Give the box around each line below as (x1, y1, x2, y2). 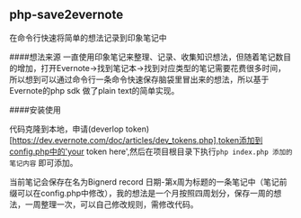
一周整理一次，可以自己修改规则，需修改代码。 (24, 198, 199, 210)
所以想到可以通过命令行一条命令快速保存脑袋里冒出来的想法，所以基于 (9, 74, 270, 85)
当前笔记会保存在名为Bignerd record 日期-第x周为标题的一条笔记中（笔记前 (9, 176, 288, 187)
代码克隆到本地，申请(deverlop (9, 123, 124, 134)
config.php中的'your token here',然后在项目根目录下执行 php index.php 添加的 (9, 146, 293, 157)
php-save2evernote (9, 7, 124, 23)
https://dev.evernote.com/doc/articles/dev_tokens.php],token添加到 (12, 134, 263, 145)
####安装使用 (9, 104, 61, 115)
